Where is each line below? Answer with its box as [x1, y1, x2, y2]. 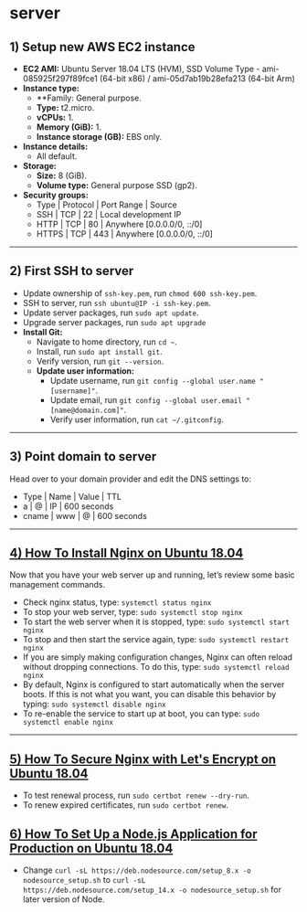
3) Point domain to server [9, 449, 157, 464]
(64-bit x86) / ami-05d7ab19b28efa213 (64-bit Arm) [99, 73, 295, 84]
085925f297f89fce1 [22, 73, 98, 84]
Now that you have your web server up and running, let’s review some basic [9, 569, 295, 580]
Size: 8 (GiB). [36, 170, 88, 181]
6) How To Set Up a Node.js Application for [9, 826, 258, 842]
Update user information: [36, 365, 135, 376]
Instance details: [22, 141, 89, 152]
